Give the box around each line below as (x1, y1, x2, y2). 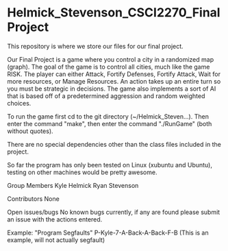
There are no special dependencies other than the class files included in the (7, 140, 221, 148)
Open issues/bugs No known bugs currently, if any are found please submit (7, 208, 220, 216)
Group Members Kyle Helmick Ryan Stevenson (7, 181, 139, 189)
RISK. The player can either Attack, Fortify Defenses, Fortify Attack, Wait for (7, 70, 221, 78)
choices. (7, 99, 31, 107)
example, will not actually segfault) (7, 235, 105, 244)
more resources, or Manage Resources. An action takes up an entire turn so (7, 77, 221, 85)
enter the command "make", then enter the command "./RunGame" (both (7, 119, 212, 128)
